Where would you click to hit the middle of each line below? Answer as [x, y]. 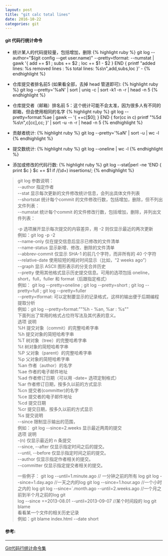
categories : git [22, 24]
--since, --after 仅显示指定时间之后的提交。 [62, 447]
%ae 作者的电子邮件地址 [42, 372]
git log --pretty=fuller [64, 291]
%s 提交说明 [30, 415]
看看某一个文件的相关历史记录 [48, 512]
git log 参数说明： [35, 181]
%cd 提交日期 [32, 403]
